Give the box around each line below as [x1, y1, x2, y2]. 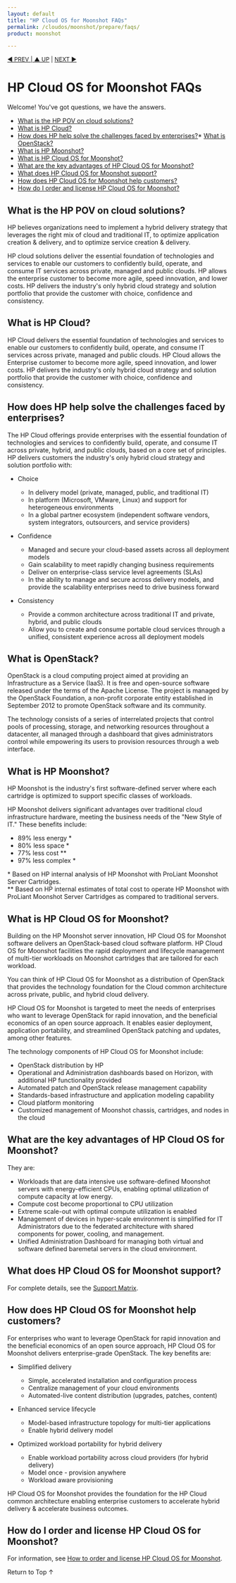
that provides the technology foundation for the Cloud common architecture [7, 983, 228, 991]
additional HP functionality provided [17, 1076, 122, 1085]
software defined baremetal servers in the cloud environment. [17, 1244, 197, 1253]
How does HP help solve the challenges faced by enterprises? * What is [17, 132, 225, 140]
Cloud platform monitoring [17, 1098, 94, 1107]
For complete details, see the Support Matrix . [7, 1284, 139, 1292]
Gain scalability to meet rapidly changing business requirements [27, 560, 215, 569]
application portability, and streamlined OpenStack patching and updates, [7, 1026, 221, 1035]
